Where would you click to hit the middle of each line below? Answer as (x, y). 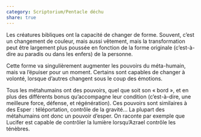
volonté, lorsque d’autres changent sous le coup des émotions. (85, 78)
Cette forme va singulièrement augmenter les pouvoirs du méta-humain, (96, 65)
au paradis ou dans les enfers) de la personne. (75, 54)
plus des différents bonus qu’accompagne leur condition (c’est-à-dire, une (99, 97)
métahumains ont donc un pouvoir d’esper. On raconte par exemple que (96, 116)
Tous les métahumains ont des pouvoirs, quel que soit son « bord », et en (97, 90)
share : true (21, 18)
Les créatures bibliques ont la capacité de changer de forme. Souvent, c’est (101, 34)
